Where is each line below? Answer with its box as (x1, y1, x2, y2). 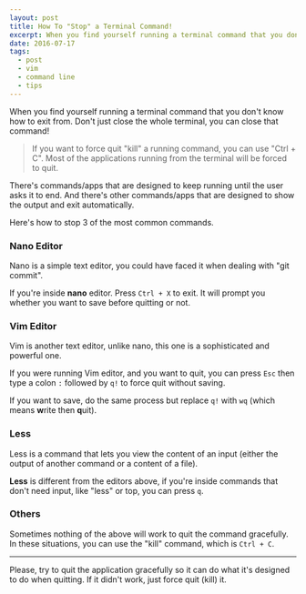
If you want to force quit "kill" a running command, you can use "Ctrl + (31, 143, 296, 154)
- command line (17, 73, 76, 82)
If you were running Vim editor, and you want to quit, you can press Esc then (9, 367, 295, 378)
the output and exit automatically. (9, 199, 135, 210)
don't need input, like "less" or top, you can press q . (9, 485, 204, 496)
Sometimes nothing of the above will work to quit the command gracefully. (9, 529, 289, 539)
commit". (9, 269, 44, 280)
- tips (17, 81, 43, 90)
